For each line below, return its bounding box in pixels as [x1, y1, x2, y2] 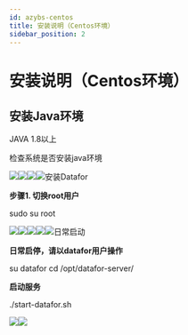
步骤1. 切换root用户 [9, 190, 80, 201]
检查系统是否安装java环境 [9, 153, 102, 164]
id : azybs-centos [9, 12, 74, 22]
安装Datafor [45, 171, 88, 182]
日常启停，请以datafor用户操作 [9, 245, 123, 256]
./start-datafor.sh [9, 299, 72, 310]
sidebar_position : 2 [9, 29, 86, 38]
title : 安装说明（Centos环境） [9, 21, 115, 30]
